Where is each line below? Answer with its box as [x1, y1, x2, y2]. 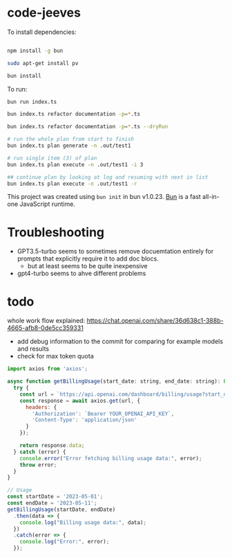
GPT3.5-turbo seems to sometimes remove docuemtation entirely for [17, 247, 214, 256]
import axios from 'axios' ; [7, 365, 88, 372]
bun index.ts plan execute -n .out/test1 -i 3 [7, 161, 144, 168]
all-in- [202, 193, 220, 201]
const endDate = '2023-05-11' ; [7, 500, 97, 507]
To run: [7, 85, 28, 93]
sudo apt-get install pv [7, 60, 79, 67]
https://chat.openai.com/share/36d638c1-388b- [86, 317, 224, 325]
